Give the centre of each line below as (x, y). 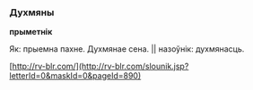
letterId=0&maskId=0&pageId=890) (75, 76)
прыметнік (31, 32)
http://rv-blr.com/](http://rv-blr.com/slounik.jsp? (100, 66)
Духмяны (32, 12)
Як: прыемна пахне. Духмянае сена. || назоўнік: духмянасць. (127, 49)
